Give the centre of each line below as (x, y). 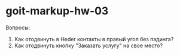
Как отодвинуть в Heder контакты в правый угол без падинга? (94, 39)
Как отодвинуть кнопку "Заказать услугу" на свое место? (88, 45)
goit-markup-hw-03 (57, 11)
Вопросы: (18, 27)
